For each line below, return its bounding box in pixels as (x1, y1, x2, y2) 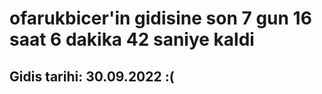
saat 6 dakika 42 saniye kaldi (9, 28, 255, 51)
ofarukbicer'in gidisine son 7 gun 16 (9, 7, 312, 30)
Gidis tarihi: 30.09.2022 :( (9, 68, 175, 85)
